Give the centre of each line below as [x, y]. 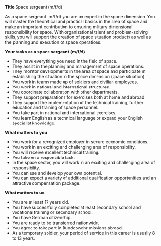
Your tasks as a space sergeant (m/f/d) [45, 52]
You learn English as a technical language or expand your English [77, 118]
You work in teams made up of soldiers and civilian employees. [75, 82]
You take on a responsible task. [43, 157]
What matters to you [26, 132]
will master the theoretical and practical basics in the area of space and [76, 22]
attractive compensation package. [46, 183]
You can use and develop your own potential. [57, 173]
